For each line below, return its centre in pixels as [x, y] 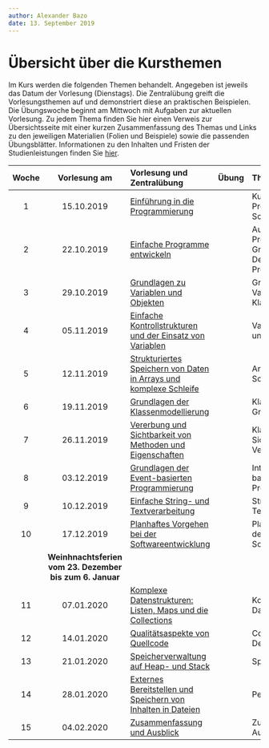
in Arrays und [155, 379]
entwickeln [151, 255]
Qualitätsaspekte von [170, 633]
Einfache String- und [170, 501]
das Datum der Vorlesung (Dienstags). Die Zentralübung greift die [116, 94]
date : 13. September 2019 [51, 23]
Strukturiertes [156, 359]
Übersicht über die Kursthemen [115, 63]
